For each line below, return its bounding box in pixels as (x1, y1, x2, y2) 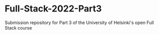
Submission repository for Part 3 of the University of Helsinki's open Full (5, 19, 154, 25)
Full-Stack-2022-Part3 (5, 3, 102, 14)
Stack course (5, 24, 32, 30)
